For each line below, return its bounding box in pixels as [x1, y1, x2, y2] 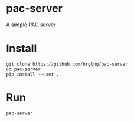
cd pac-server [6, 66, 41, 72]
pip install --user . [6, 71, 60, 77]
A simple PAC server [6, 21, 56, 28]
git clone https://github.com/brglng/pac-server [6, 61, 128, 67]
